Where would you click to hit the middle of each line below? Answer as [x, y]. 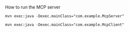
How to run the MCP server [33, 7]
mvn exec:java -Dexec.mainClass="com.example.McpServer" [65, 16]
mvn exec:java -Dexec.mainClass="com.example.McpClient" [65, 25]
